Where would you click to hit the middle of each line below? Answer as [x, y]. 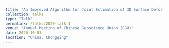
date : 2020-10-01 [23, 33]
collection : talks [24, 14]
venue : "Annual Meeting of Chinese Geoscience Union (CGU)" [70, 28]
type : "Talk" [19, 19]
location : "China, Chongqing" [37, 38]
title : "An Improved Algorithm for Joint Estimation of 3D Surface [77, 10]
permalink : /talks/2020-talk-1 [38, 24]
